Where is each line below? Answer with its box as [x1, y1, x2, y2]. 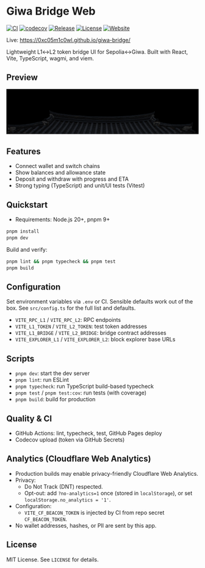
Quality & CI [6, 413, 52, 424]
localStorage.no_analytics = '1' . [24, 496, 111, 503]
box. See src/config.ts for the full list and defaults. [6, 304, 136, 312]
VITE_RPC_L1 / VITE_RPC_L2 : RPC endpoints [15, 316, 121, 324]
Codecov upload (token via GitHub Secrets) [15, 435, 125, 443]
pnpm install [6, 228, 40, 235]
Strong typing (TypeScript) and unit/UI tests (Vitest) [15, 182, 145, 189]
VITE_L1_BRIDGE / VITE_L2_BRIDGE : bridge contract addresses [15, 329, 167, 337]
